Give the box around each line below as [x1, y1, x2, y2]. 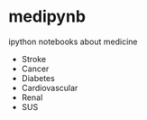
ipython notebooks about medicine [8, 36, 138, 47]
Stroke [21, 53, 47, 64]
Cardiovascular [21, 82, 78, 93]
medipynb [8, 6, 87, 27]
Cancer [21, 63, 50, 74]
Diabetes [21, 72, 55, 83]
